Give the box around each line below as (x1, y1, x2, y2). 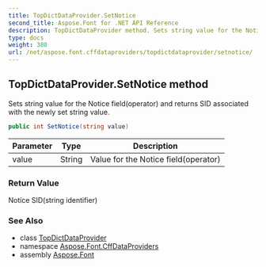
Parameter (12, 140, 53, 151)
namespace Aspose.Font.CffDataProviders (19, 242, 159, 251)
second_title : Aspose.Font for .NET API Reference (8, 19, 179, 27)
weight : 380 (8, 41, 47, 49)
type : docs (8, 33, 44, 42)
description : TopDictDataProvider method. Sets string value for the (8, 26, 243, 34)
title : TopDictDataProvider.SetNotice (8, 11, 136, 20)
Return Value (8, 177, 59, 189)
